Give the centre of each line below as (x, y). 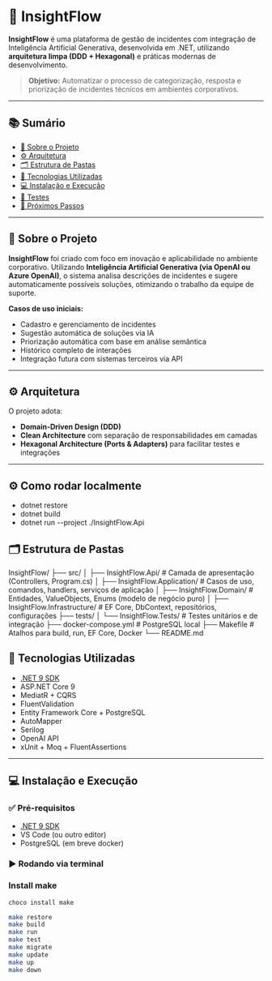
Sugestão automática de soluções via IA (87, 332)
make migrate (30, 948)
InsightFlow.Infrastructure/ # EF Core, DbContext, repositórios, (113, 607)
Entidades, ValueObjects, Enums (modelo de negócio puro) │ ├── (119, 598)
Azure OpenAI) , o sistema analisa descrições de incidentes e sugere (123, 276)
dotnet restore (44, 505)
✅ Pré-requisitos (42, 808)
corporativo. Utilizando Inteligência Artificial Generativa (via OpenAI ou (130, 267)
